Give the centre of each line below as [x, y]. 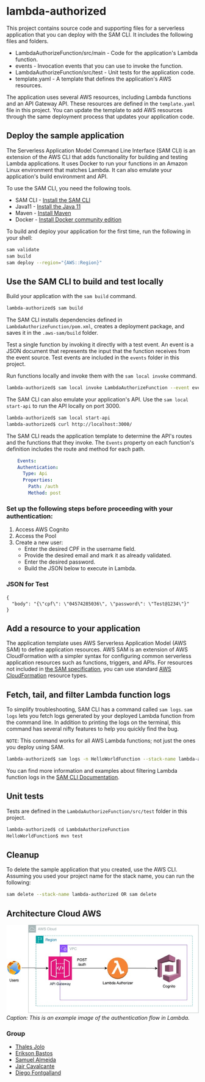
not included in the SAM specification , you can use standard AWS [89, 669]
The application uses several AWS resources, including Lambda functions [99, 97]
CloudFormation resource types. [47, 676]
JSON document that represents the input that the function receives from [98, 351]
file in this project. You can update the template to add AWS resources [95, 110]
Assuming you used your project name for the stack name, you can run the [100, 876]
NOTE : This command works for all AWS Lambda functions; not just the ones [101, 741]
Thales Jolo [30, 1047]
